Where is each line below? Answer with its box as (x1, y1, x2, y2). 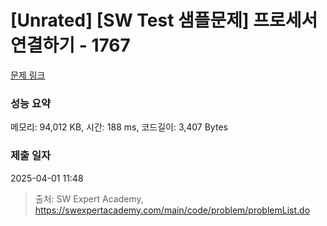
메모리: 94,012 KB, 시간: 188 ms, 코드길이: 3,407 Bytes (10, 121, 228, 133)
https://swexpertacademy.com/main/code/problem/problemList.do (34, 204, 311, 216)
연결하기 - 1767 (10, 34, 131, 57)
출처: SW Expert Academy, (34, 192, 144, 205)
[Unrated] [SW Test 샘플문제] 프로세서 (10, 9, 318, 32)
